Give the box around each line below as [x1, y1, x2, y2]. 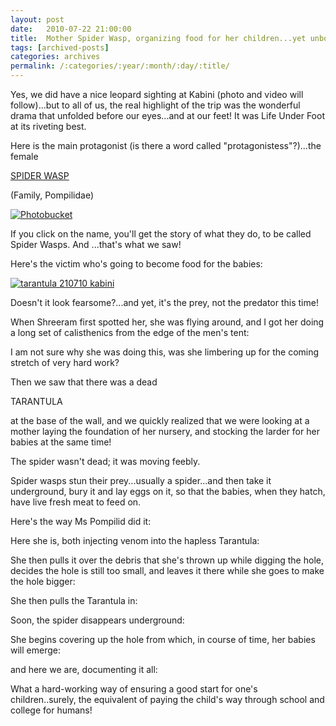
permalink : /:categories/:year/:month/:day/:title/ [10, 61, 230, 71]
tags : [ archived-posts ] [10, 42, 110, 53]
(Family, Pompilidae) [10, 189, 95, 201]
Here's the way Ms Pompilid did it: [10, 516, 152, 527]
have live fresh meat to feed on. [10, 496, 142, 508]
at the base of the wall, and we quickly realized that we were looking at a [10, 415, 310, 426]
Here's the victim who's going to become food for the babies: [10, 258, 263, 270]
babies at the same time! [10, 436, 112, 448]
